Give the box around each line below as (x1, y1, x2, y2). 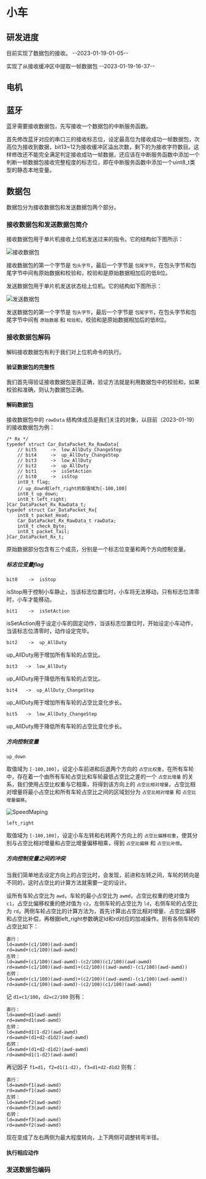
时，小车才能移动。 (6, 596, 55, 603)
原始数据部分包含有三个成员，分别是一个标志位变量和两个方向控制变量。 (6, 545, 189, 553)
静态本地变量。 (17, 167, 55, 174)
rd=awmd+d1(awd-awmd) (6, 1017, 62, 1023)
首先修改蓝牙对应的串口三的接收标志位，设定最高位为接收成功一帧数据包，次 (6, 136, 200, 143)
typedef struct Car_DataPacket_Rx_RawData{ (6, 441, 120, 448)
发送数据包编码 (6, 1165, 51, 1174)
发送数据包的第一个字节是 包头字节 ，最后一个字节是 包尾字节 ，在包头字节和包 (6, 309, 197, 316)
